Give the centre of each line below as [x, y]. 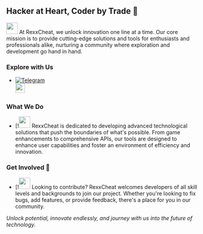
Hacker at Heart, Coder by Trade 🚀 [72, 11]
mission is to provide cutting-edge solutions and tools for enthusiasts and [98, 38]
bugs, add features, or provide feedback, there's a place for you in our [103, 200]
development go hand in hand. [45, 51]
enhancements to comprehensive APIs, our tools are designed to [96, 139]
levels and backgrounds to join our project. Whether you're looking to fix [105, 193]
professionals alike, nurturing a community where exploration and [88, 45]
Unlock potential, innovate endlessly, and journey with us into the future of [99, 218]
